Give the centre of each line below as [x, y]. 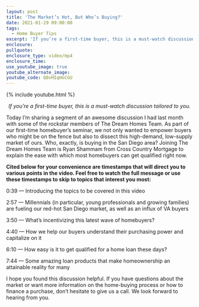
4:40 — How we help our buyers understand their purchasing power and [95, 232]
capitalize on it [24, 238]
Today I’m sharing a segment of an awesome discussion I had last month [95, 118]
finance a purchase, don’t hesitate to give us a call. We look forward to [92, 292]
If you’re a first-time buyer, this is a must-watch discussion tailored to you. [99, 106]
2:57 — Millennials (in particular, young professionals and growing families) [98, 203]
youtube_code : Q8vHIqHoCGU [39, 78]
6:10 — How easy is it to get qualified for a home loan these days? [87, 250]
